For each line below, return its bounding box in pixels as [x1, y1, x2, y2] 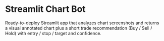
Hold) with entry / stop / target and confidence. [5, 30, 102, 36]
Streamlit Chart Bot [5, 3, 86, 15]
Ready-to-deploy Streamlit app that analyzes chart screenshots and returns [5, 20, 160, 26]
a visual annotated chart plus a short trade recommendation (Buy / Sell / [5, 25, 153, 31]
